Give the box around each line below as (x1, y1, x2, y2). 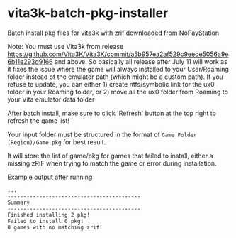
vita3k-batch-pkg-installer (7, 5, 169, 21)
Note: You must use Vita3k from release (7, 42, 124, 50)
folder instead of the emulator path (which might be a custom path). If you (7, 72, 223, 81)
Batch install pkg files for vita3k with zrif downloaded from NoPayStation (7, 28, 220, 37)
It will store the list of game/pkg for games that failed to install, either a (7, 151, 213, 160)
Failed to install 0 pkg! (7, 217, 84, 225)
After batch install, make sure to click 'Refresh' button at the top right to (7, 109, 216, 117)
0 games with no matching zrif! (7, 224, 103, 231)
